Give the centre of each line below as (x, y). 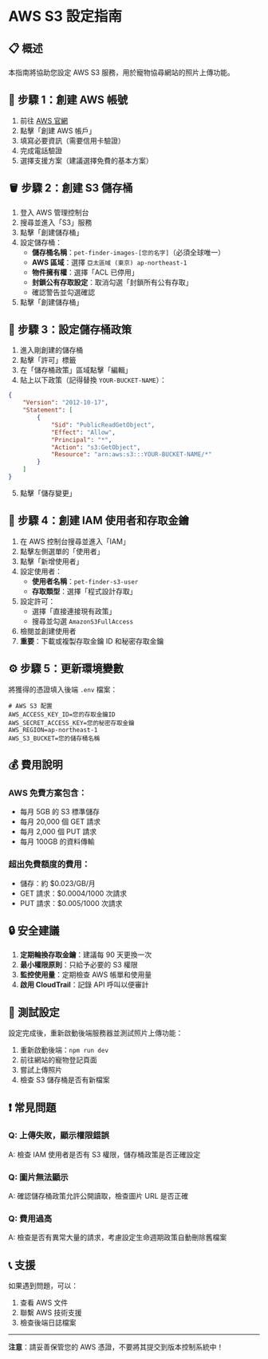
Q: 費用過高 (30, 1219)
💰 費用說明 (36, 764)
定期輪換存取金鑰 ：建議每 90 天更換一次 (86, 955)
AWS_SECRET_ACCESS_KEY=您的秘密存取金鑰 (71, 723)
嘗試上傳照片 (41, 1070)
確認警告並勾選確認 (63, 292)
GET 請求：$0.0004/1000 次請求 (73, 893)
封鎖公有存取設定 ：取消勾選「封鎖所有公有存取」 (112, 282)
